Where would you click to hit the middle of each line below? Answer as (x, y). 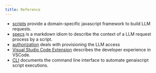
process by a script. (32, 39)
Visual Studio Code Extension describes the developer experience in (81, 49)
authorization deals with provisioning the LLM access (66, 44)
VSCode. (21, 55)
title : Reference (23, 10)
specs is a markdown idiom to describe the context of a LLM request (81, 34)
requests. (22, 29)
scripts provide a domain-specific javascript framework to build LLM (81, 24)
